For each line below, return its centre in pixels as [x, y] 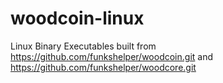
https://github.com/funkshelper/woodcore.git [103, 67]
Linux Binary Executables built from [83, 46]
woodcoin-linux [77, 18]
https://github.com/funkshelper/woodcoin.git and [112, 56]
